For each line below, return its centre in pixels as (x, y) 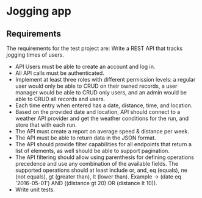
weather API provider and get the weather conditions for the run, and (102, 118)
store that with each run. (46, 125)
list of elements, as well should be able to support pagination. (92, 151)
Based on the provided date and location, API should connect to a (98, 112)
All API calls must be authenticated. (60, 73)
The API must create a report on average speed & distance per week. (102, 131)
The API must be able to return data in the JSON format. (86, 138)
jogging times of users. (35, 55)
